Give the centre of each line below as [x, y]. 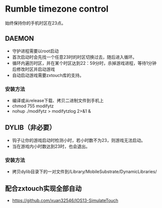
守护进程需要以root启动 [36, 51]
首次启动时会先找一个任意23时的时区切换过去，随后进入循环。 [74, 57]
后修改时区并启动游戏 [33, 69]
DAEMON [19, 39]
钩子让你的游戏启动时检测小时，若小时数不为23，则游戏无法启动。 [79, 140]
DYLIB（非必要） [30, 128]
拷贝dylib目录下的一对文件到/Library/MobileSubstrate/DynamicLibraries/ [84, 172]
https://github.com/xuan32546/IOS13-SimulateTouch [65, 200]
